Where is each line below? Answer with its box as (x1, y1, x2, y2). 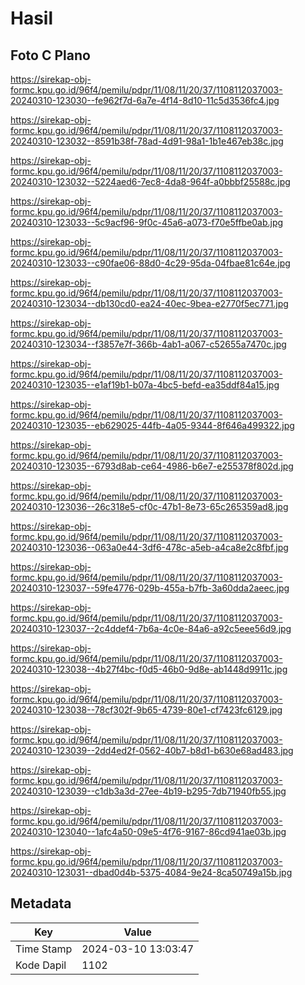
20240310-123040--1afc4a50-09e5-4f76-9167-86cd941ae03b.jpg (10, 826, 287, 837)
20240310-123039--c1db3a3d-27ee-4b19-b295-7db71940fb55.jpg (10, 785, 287, 797)
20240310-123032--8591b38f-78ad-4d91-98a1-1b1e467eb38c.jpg (10, 135, 284, 147)
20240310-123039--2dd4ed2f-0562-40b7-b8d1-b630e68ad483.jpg (10, 745, 294, 756)
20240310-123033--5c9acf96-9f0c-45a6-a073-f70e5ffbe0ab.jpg (10, 217, 284, 228)
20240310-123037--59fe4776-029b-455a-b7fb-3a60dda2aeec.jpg (10, 582, 290, 594)
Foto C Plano (10, 47, 91, 64)
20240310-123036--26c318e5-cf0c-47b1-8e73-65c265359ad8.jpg (10, 501, 289, 512)
